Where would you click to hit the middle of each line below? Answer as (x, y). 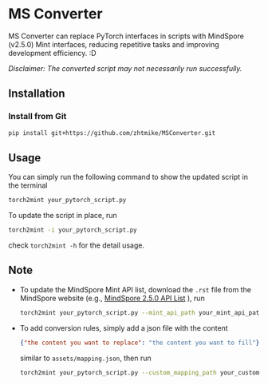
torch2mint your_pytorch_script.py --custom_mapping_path (118, 372)
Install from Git (37, 117)
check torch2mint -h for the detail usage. (77, 245)
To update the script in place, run (63, 216)
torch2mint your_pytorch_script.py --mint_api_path (107, 312)
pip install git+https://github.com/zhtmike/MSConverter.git (112, 133)
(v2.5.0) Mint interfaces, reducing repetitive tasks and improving (114, 44)
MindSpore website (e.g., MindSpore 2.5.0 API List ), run (112, 298)
